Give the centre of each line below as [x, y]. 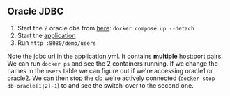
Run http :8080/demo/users [56, 42]
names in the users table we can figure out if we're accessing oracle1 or [110, 70]
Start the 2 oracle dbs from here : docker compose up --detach [106, 28]
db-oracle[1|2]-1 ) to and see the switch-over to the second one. [100, 85]
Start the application [46, 35]
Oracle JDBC [36, 11]
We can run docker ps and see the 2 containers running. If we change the [113, 63]
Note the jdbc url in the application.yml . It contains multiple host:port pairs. [115, 56]
